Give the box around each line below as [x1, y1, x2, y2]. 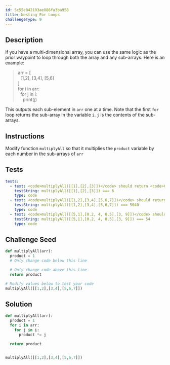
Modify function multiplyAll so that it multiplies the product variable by [5, 145, 154, 151]
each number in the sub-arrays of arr [5, 151, 83, 157]
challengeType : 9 [5, 17, 42, 22]
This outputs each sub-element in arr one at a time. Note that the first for [5, 106, 159, 113]
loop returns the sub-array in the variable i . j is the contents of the [5, 112, 145, 118]
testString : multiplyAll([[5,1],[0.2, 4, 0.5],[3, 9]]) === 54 [14, 216, 151, 222]
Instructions [5, 132, 45, 140]
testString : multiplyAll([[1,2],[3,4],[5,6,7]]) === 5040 [14, 202, 139, 208]
